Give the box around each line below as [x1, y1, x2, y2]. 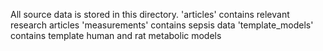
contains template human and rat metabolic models [10, 30, 222, 41]
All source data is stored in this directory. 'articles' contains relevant [10, 9, 290, 20]
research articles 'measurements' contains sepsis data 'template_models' [10, 19, 314, 31]
